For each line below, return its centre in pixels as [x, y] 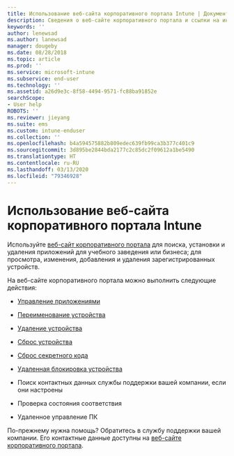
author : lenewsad [32, 33]
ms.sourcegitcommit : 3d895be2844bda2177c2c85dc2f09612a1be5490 [101, 150]
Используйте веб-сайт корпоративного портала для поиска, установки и [116, 244]
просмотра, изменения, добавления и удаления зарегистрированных [111, 260]
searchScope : [26, 98]
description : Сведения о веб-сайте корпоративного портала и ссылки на [113, 20]
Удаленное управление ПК [57, 417]
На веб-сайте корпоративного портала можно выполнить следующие [112, 281]
